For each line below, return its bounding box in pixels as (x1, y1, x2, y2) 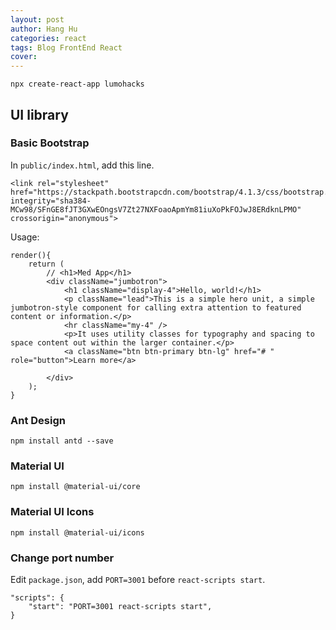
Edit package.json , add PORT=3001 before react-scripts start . (10, 574, 266, 585)
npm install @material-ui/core (10, 482, 141, 492)
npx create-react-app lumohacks (10, 79, 145, 90)
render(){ (10, 250, 52, 260)
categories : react (10, 33, 87, 43)
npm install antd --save (10, 436, 114, 446)
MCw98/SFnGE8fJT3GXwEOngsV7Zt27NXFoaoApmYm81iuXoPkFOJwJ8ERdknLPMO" (10, 204, 302, 215)
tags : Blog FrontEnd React (10, 42, 123, 53)
